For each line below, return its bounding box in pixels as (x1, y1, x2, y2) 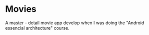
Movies (5, 3, 36, 15)
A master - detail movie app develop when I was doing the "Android (5, 20, 144, 26)
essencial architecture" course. (5, 25, 69, 31)
